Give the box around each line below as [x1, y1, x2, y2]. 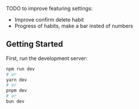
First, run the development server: [6, 55, 88, 62]
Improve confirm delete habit [14, 16, 84, 23]
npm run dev [6, 66, 35, 72]
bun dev [6, 99, 25, 104]
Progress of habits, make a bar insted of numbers [14, 23, 134, 29]
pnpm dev [6, 87, 27, 94]
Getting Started [6, 39, 63, 49]
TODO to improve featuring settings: [6, 5, 93, 12]
